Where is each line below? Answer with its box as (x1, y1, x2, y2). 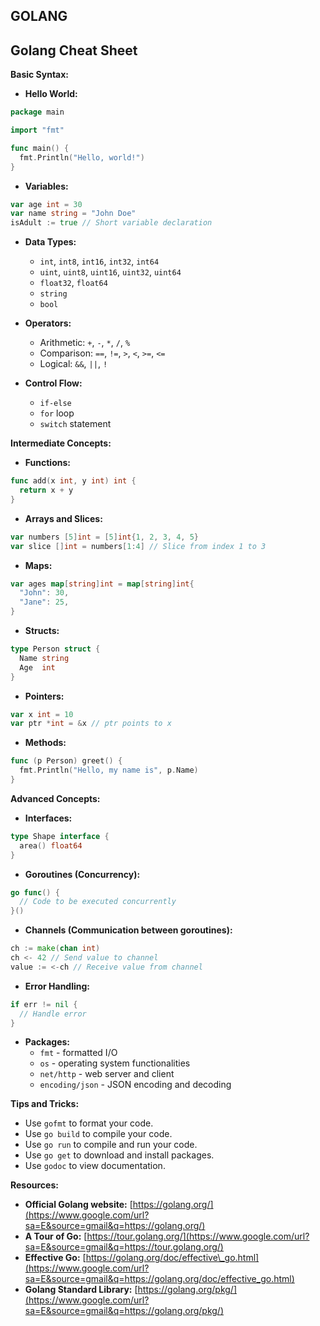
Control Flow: (24, 377, 83, 389)
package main (10, 107, 65, 118)
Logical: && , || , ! (39, 358, 108, 370)
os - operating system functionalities (39, 1057, 191, 1069)
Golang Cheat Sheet (10, 42, 138, 59)
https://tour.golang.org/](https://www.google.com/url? (86, 1230, 310, 1243)
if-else (39, 399, 72, 409)
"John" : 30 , (19, 588, 70, 598)
